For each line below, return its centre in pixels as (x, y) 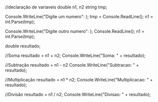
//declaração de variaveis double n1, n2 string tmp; (56, 7)
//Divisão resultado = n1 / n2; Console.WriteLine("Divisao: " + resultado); (78, 94)
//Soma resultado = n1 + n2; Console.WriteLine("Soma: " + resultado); (75, 55)
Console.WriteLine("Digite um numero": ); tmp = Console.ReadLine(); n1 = (79, 16)
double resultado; (23, 46)
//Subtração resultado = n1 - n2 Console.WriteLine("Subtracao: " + (72, 65)
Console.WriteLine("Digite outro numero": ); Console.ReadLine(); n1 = (75, 31)
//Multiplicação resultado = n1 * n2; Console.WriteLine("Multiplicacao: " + (79, 80)
